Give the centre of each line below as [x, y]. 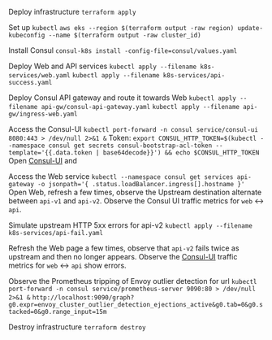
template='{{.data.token [50, 153]
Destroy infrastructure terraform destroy [77, 327]
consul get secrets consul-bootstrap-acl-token [130, 146]
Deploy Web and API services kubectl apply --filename [103, 66]
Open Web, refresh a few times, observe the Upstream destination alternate [135, 192]
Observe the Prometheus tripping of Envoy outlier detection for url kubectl [133, 281]
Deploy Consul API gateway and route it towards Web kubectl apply [123, 98]
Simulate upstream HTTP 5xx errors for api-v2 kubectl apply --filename [131, 225]
